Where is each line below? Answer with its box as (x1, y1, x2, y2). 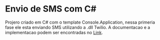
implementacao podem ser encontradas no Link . (5, 29, 103, 35)
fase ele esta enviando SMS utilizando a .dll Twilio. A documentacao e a (5, 24, 151, 30)
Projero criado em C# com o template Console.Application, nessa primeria (5, 19, 156, 25)
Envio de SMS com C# (5, 3, 97, 14)
